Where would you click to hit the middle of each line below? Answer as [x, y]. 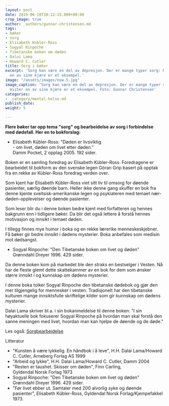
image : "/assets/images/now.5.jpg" [43, 80]
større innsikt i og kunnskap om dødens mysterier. [57, 275]
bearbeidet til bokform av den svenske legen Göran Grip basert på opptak [82, 168]
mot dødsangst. [21, 240]
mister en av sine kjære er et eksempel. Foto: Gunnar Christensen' [83, 89]
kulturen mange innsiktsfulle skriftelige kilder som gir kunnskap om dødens [83, 296]
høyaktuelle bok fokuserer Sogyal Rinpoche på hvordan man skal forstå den [84, 316]
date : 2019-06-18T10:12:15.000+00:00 [45, 15]
